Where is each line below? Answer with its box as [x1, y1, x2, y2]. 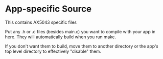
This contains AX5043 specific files [5, 19, 77, 25]
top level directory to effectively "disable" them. [5, 48, 101, 54]
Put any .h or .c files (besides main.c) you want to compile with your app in [5, 29, 156, 34]
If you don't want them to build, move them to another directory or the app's [5, 43, 159, 49]
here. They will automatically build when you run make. [5, 34, 116, 40]
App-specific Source [5, 3, 92, 15]
